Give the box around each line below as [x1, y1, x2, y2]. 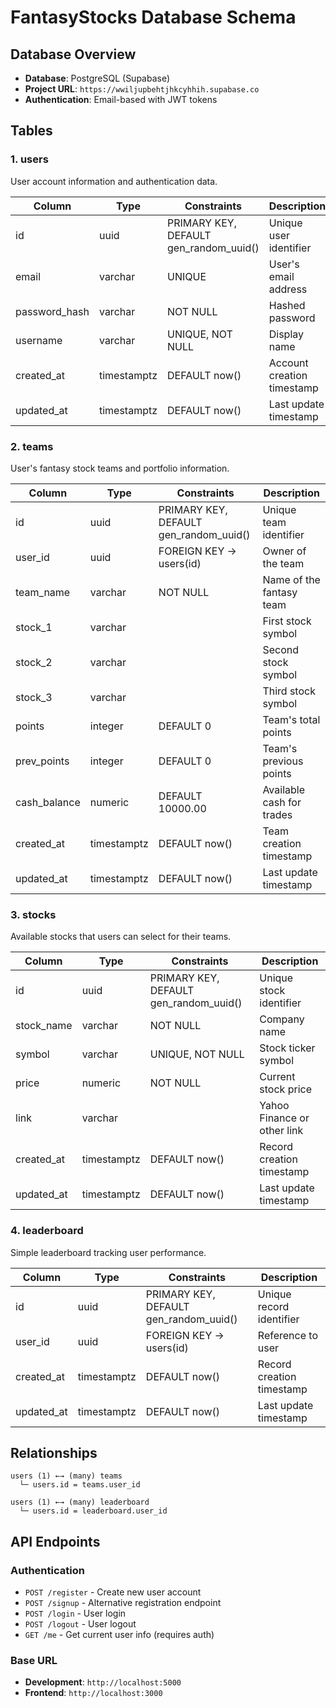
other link [259, 1124, 304, 1138]
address [268, 282, 308, 296]
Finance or [259, 1111, 310, 1125]
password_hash [15, 304, 90, 318]
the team [262, 556, 305, 570]
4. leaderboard [10, 1224, 84, 1238]
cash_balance [15, 795, 81, 809]
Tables [10, 122, 53, 140]
